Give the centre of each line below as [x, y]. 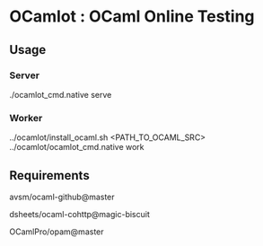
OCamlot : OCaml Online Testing [132, 17]
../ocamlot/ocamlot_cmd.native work [77, 147]
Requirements [49, 176]
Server [25, 75]
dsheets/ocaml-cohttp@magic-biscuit [79, 214]
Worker [26, 118]
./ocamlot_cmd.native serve [61, 94]
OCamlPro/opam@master [57, 232]
